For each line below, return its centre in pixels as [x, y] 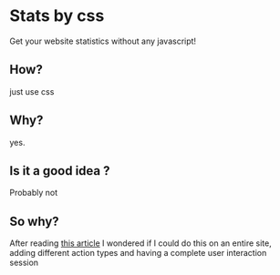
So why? [34, 221]
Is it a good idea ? [60, 171]
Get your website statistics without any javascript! [103, 41]
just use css [32, 91]
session [24, 263]
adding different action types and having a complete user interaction [138, 253]
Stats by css [57, 16]
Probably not [34, 193]
